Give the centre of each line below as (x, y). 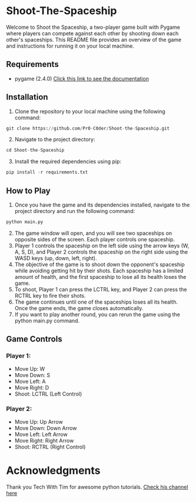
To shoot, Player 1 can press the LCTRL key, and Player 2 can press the (101, 289)
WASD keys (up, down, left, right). (56, 258)
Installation (27, 97)
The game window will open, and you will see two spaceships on (93, 233)
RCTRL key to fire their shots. (50, 295)
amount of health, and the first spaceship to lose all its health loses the (100, 277)
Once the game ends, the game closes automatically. (79, 308)
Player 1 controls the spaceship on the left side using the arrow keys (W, (102, 245)
